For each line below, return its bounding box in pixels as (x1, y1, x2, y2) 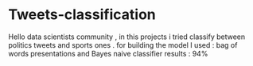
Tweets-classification (8, 6, 157, 24)
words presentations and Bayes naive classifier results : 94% (8, 49, 208, 58)
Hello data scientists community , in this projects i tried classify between (8, 32, 245, 41)
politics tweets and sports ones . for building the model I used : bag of (8, 40, 238, 49)
